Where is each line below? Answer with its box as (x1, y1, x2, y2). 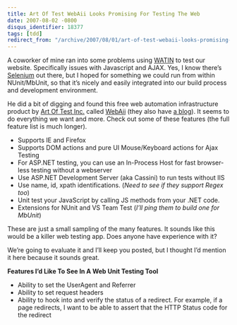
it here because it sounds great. (7, 254, 100, 262)
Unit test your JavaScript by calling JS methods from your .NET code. (17, 196, 220, 205)
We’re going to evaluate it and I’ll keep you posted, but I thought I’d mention (7, 246, 226, 254)
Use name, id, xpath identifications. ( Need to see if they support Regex (17, 181, 224, 189)
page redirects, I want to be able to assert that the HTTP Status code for (17, 303, 228, 312)
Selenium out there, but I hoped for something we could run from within (7, 71, 215, 80)
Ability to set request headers (17, 288, 104, 297)
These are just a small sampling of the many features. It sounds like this (7, 225, 215, 233)
